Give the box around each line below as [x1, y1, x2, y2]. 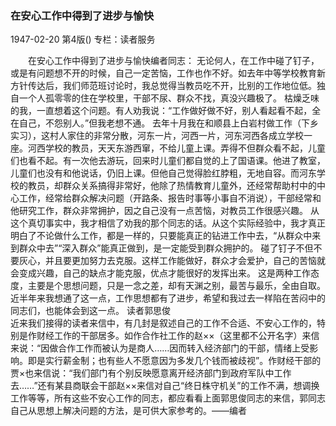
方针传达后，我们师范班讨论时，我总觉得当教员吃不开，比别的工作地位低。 [10, 80, 317, 92]
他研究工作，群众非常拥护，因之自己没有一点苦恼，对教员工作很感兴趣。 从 [10, 205, 320, 217]
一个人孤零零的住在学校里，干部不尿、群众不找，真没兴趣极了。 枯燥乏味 [18, 92, 320, 104]
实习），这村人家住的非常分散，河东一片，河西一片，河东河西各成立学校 [10, 130, 304, 142]
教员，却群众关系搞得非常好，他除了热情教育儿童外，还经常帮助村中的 [27, 180, 317, 192]
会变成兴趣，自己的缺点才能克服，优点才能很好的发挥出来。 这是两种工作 [10, 267, 311, 279]
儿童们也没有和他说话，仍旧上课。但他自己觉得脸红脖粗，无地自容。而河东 [10, 167, 317, 179]
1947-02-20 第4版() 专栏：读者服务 [10, 33, 156, 46]
